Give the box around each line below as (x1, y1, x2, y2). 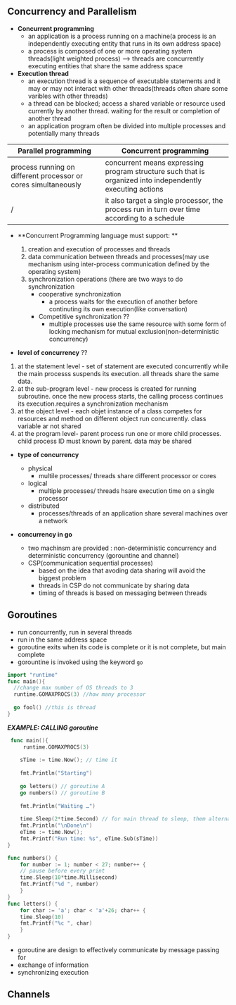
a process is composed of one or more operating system (27, 46, 192, 55)
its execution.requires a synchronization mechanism (17, 399, 169, 408)
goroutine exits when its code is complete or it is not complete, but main (17, 642, 226, 651)
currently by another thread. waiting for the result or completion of (27, 106, 221, 115)
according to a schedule (105, 213, 185, 223)
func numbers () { (7, 854, 58, 861)
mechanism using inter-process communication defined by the (27, 260, 210, 268)
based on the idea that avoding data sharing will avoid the (38, 566, 206, 575)
